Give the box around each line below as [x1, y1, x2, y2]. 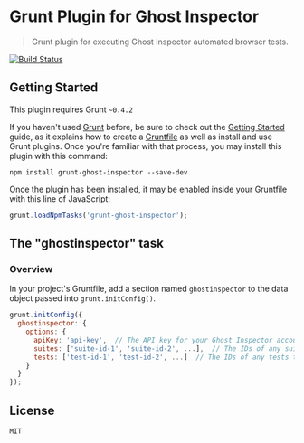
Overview [9, 262, 53, 275]
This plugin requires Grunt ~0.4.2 [9, 104, 134, 115]
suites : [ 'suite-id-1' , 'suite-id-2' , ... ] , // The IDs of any [33, 344, 281, 353]
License [9, 402, 55, 418]
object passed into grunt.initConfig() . [9, 293, 157, 304]
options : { [25, 327, 67, 336]
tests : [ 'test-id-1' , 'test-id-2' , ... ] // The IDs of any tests [33, 353, 290, 362]
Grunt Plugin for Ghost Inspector [9, 6, 260, 27]
